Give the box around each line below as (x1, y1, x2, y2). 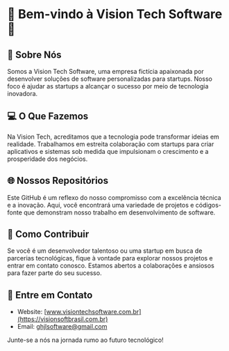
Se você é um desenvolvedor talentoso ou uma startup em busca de (7, 247, 203, 255)
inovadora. (7, 90, 38, 97)
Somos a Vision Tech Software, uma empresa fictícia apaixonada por (7, 68, 205, 75)
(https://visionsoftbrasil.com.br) (17, 315, 108, 323)
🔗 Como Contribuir (7, 228, 90, 240)
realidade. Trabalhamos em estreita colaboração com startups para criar (7, 139, 214, 148)
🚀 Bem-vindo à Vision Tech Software (7, 6, 223, 22)
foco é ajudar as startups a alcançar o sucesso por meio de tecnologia (7, 82, 209, 90)
